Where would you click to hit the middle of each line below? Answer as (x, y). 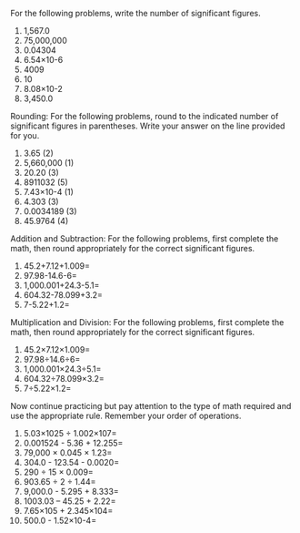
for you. (25, 135)
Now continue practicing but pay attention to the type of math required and (151, 406)
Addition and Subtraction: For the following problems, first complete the (145, 239)
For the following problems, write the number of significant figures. (136, 13)
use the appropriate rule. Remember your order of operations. (126, 415)
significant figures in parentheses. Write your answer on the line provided (148, 126)
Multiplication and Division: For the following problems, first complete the (147, 322)
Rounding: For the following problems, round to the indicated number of (145, 116)
